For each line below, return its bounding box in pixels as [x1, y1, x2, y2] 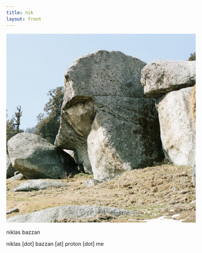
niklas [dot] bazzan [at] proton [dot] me [6, 240, 104, 247]
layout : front [6, 16, 42, 22]
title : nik [6, 10, 34, 16]
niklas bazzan [6, 228, 41, 236]
